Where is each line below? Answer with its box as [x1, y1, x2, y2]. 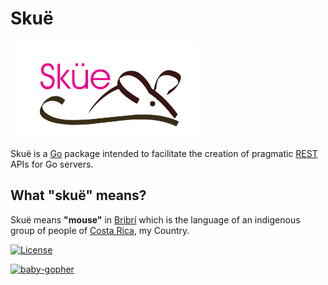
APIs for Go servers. [10, 158, 94, 170]
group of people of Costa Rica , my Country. [10, 224, 190, 236]
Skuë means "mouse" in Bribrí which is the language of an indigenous [10, 213, 301, 226]
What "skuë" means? [10, 187, 147, 204]
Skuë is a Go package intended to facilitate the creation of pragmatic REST [10, 147, 318, 159]
